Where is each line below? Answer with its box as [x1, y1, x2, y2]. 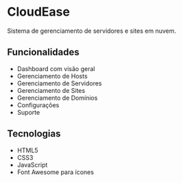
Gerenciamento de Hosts [16, 72, 88, 80]
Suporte [16, 108, 40, 116]
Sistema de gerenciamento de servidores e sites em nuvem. [7, 27, 177, 35]
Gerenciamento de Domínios [16, 94, 98, 102]
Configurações [16, 100, 60, 109]
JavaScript [16, 160, 48, 169]
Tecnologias [7, 128, 61, 140]
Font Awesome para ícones [16, 168, 95, 176]
